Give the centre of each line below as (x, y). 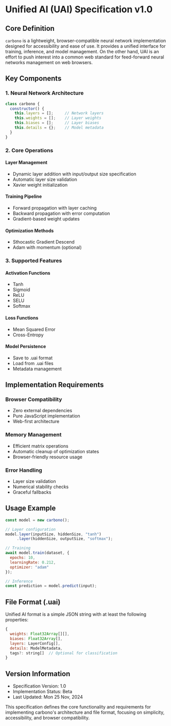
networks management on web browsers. (49, 62)
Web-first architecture (36, 421)
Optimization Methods (30, 230)
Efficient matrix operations (41, 446)
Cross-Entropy (28, 335)
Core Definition (30, 28)
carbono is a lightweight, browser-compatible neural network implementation (86, 41)
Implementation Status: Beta (42, 692)
